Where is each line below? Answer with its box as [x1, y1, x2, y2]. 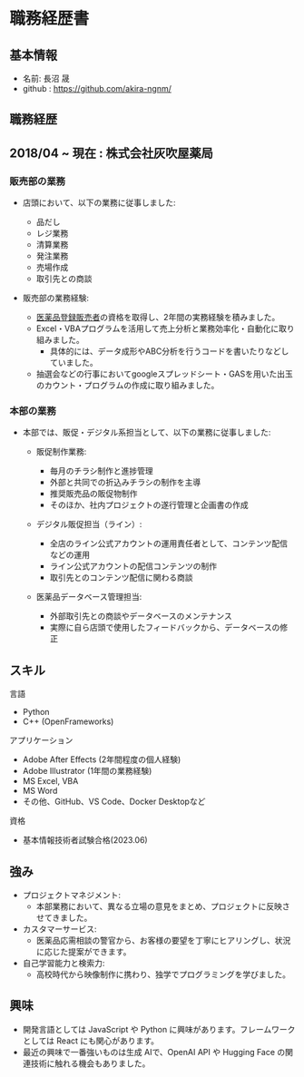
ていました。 [49, 357, 98, 368]
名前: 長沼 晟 [22, 73, 70, 83]
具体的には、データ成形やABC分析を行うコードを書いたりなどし [49, 346, 289, 357]
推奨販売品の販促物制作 [49, 488, 138, 499]
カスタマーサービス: [22, 924, 97, 935]
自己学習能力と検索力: [22, 958, 105, 968]
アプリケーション [9, 735, 74, 746]
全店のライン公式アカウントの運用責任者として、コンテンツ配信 [49, 538, 289, 549]
